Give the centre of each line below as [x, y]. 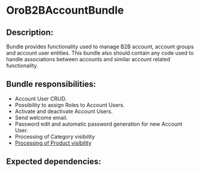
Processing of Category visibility [55, 136]
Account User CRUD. [41, 98]
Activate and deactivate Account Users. [64, 111]
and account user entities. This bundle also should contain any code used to [100, 53]
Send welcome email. [41, 117]
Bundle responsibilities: [51, 84]
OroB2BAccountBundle [65, 10]
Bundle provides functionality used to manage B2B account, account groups [100, 46]
